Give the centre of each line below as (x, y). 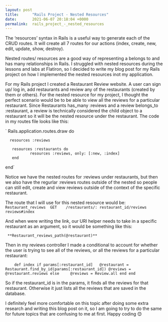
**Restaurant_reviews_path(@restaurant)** (52, 236)
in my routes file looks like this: (37, 121)
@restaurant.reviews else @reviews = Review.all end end (70, 274)
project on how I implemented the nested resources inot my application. (79, 74)
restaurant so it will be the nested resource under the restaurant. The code (82, 116)
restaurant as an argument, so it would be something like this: (69, 227)
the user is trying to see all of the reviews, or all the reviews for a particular (82, 250)
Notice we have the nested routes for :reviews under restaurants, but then (81, 177)
